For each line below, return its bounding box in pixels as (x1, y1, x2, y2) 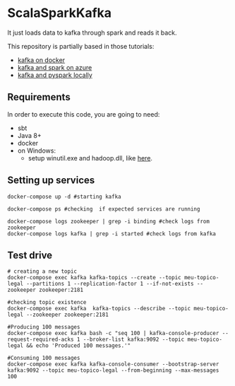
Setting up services (7, 175, 95, 187)
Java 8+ (17, 131, 42, 139)
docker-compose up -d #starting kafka (7, 193, 121, 200)
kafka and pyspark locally (17, 71, 93, 79)
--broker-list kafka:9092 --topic (83, 336, 185, 344)
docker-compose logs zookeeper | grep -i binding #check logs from (7, 218, 210, 225)
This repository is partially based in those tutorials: (7, 42, 155, 50)
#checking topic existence (7, 299, 87, 306)
